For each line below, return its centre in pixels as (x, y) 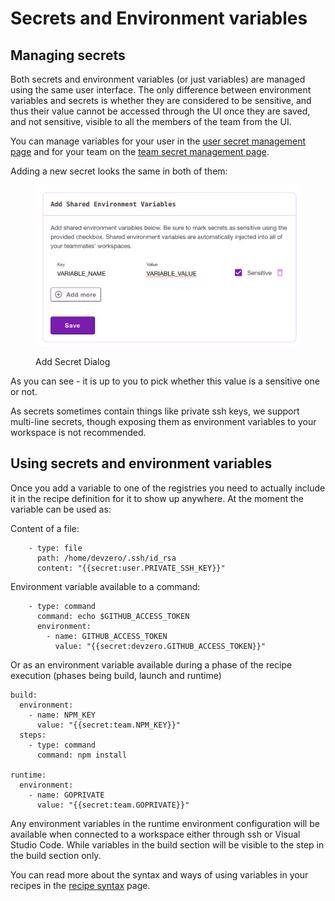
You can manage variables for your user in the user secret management (158, 141)
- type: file (55, 548)
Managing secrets (68, 55)
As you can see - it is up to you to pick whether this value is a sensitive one (165, 381)
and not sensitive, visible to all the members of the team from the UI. (151, 121)
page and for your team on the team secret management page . (140, 151)
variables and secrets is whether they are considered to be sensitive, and (161, 100)
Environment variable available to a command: (105, 586)
